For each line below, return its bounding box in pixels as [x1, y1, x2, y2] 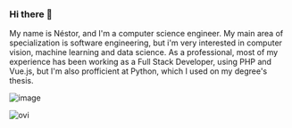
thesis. [9, 76, 34, 86]
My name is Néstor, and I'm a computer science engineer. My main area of [9, 28, 284, 39]
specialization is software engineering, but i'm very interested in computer [9, 37, 283, 48]
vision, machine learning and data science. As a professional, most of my [9, 47, 279, 58]
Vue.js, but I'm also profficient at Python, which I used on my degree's [9, 66, 268, 76]
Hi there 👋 [9, 8, 54, 20]
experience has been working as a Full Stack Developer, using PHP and [9, 57, 272, 68]
